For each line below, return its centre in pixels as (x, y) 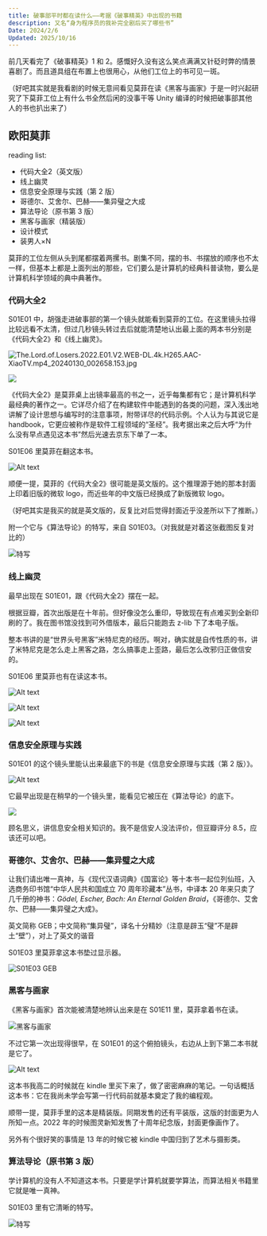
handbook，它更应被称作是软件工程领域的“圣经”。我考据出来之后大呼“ (123, 424)
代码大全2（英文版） (53, 172)
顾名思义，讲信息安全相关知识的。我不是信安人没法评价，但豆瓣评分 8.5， (129, 827)
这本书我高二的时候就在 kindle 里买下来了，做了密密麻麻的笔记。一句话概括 (132, 1085)
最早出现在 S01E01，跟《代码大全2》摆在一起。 (85, 595)
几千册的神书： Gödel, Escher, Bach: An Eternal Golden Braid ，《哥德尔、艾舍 (133, 899)
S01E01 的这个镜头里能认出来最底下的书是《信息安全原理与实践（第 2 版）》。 (133, 763)
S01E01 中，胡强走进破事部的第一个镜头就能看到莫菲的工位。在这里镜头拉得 (132, 320)
